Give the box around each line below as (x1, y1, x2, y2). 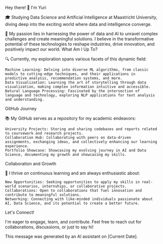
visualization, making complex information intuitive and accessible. (5, 84, 151, 89)
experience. (5, 144, 29, 149)
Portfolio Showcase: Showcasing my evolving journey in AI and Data (5, 148, 147, 153)
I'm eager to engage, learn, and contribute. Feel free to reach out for (5, 219, 142, 225)
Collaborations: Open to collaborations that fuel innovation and (5, 188, 142, 193)
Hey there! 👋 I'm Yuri (5, 5, 47, 10)
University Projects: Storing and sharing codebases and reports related (5, 127, 158, 131)
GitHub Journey (5, 106, 37, 112)
